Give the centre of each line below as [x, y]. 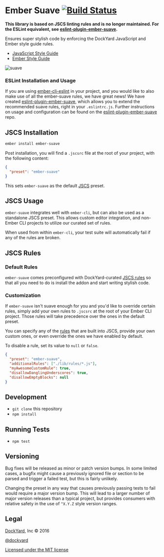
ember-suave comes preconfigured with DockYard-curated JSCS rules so [78, 278]
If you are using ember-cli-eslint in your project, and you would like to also [80, 91]
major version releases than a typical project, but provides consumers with [80, 498]
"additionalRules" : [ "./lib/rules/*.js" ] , [53, 364]
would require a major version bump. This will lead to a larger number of [78, 493]
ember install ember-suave [32, 144]
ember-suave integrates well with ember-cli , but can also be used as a [75, 213]
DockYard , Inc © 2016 [27, 531]
